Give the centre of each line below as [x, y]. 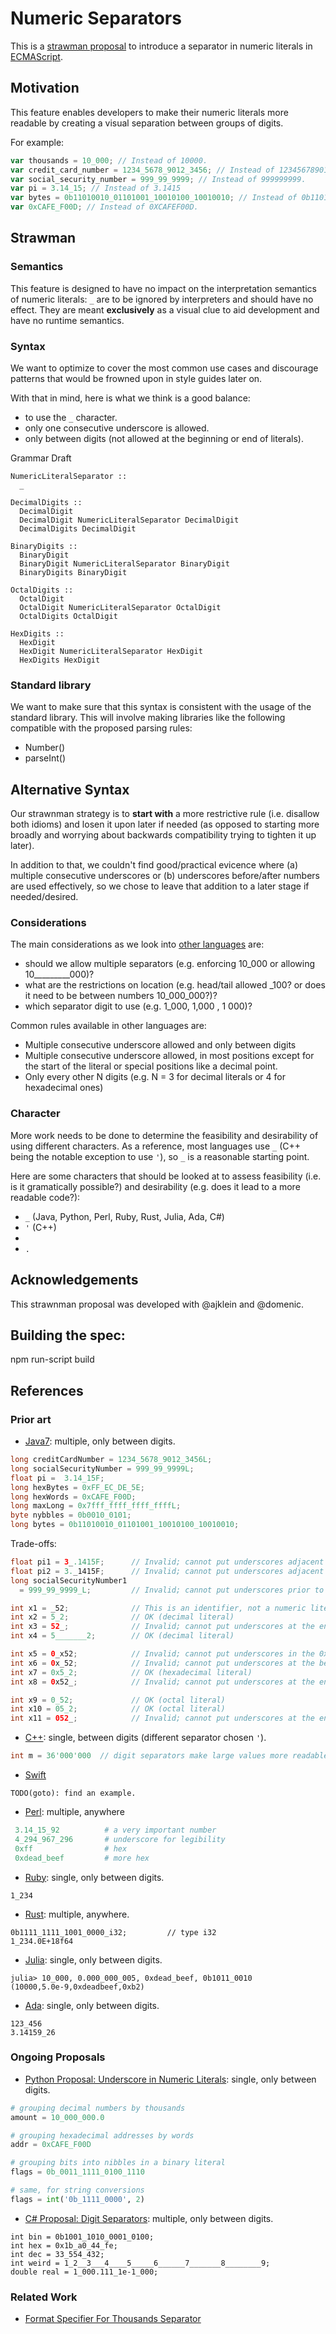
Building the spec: [68, 1335]
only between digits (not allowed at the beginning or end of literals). [164, 438]
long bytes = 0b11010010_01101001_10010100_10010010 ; [125, 1525]
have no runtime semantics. [67, 320]
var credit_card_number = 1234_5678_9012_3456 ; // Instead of [142, 170]
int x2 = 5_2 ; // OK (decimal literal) [122, 1617]
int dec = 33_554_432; [57, 2254]
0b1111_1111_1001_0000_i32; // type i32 [113, 1932]
